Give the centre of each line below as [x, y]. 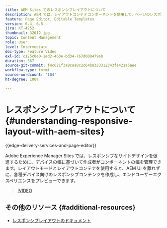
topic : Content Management [33, 38]
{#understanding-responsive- [69, 121]
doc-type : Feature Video [31, 51]
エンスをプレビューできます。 [48, 181]
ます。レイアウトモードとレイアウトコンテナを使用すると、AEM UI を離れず [83, 168]
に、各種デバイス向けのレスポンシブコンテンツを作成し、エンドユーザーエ [81, 174]
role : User [16, 42]
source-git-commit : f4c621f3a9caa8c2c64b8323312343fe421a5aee [71, 65]
